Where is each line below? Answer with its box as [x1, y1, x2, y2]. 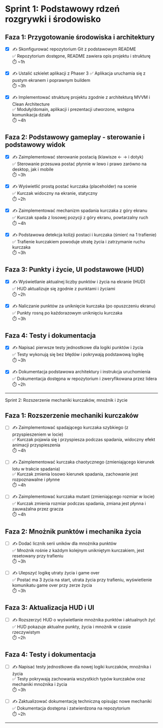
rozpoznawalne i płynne [12, 476, 60, 483]
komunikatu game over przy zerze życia [12, 583, 92, 588]
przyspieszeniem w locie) [12, 431, 64, 437]
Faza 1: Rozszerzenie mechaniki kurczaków [5, 411, 139, 420]
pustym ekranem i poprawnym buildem [12, 78, 91, 83]
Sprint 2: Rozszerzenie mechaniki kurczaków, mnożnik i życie [5, 397, 128, 403]
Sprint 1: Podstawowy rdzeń [5, 3, 120, 15]
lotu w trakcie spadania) [12, 466, 61, 472]
